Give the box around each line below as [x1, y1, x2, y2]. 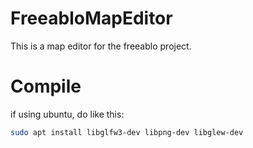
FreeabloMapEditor [10, 7, 173, 30]
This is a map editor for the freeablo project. [10, 40, 192, 52]
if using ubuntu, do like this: [10, 108, 125, 120]
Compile [10, 75, 82, 98]
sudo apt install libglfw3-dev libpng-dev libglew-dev [10, 127, 244, 137]
